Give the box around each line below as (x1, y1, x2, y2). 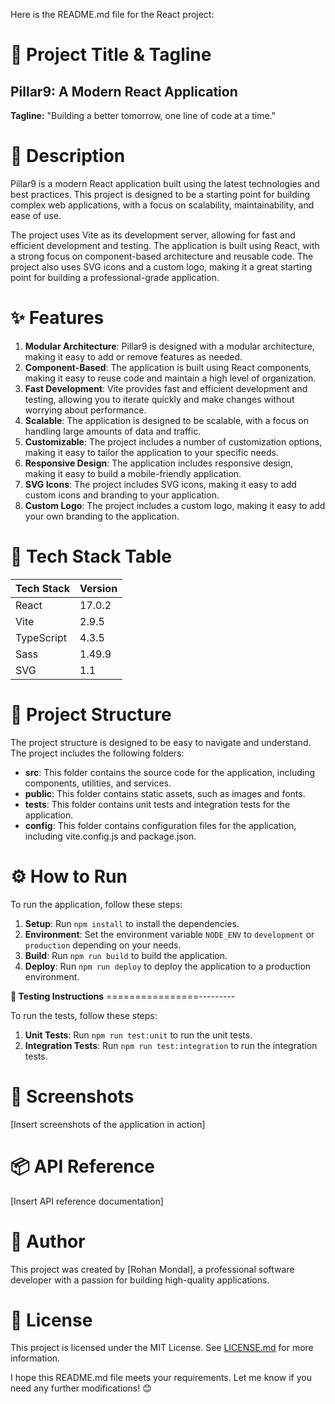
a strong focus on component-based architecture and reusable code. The (10, 250, 314, 262)
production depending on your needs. (24, 939, 182, 951)
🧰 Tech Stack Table (10, 545, 172, 568)
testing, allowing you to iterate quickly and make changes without (24, 393, 295, 405)
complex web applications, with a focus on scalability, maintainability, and (10, 199, 315, 211)
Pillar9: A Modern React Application (10, 83, 238, 100)
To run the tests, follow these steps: (10, 1009, 158, 1021)
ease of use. (10, 209, 62, 221)
